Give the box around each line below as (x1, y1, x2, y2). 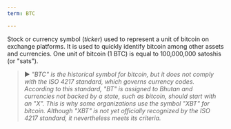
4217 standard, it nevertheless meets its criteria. (23, 114, 161, 122)
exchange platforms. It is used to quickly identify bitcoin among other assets (7, 42, 224, 50)
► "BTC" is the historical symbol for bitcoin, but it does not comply (23, 70, 214, 78)
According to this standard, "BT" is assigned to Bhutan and (23, 84, 193, 93)
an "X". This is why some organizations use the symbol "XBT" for (23, 99, 210, 107)
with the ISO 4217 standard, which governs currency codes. (23, 77, 195, 86)
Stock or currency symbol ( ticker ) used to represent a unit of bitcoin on (7, 35, 209, 43)
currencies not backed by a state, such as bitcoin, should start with (23, 92, 217, 100)
